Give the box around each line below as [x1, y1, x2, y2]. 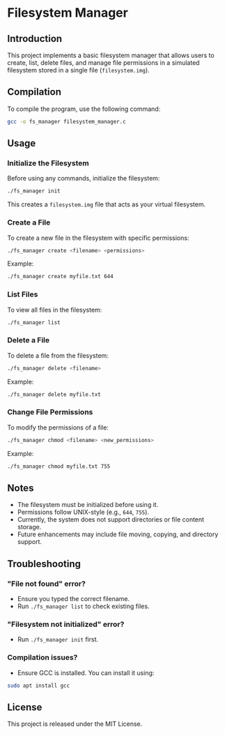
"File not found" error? [7, 579, 86, 589]
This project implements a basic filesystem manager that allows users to [7, 51, 215, 59]
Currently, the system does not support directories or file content [17, 515, 204, 524]
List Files [7, 289, 38, 299]
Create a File [7, 218, 51, 227]
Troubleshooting [7, 558, 82, 570]
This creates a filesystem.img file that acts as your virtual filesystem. [7, 200, 206, 209]
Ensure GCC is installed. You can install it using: [17, 668, 155, 677]
